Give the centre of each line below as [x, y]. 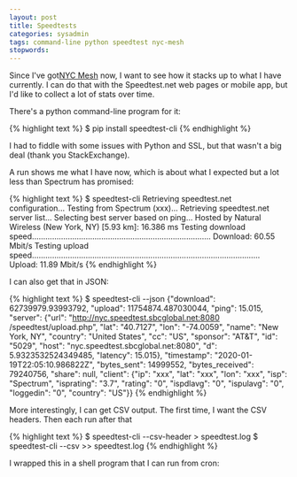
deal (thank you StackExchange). [70, 155]
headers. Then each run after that [71, 419]
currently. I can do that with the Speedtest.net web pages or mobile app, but [148, 85]
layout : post [33, 17]
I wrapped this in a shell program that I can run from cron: [114, 463]
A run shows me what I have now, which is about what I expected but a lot [144, 173]
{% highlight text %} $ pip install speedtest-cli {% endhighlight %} [130, 128]
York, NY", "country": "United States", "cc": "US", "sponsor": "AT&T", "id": [144, 336]
